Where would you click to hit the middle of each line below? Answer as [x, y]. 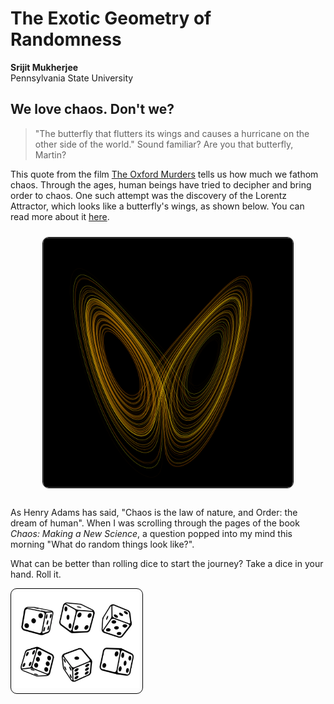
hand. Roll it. [36, 574]
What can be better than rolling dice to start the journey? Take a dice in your [167, 563]
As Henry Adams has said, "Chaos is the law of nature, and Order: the [154, 512]
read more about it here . [60, 216]
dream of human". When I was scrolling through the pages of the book [155, 523]
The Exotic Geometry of [111, 18]
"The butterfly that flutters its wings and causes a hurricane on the [172, 133]
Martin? [50, 154]
